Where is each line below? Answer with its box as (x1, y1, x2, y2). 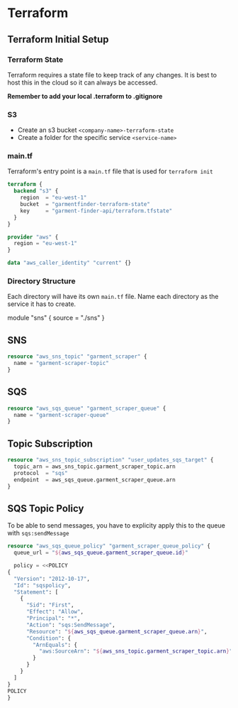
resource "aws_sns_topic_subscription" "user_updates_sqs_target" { (7, 457, 214, 464)
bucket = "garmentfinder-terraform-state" (20, 201, 151, 208)
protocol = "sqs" (13, 469, 69, 476)
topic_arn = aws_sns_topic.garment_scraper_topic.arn (13, 463, 176, 470)
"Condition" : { (25, 634, 72, 642)
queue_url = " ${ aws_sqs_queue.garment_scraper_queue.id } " (13, 549, 189, 557)
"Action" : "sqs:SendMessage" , (25, 621, 115, 628)
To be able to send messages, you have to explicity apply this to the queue (7, 521, 225, 530)
